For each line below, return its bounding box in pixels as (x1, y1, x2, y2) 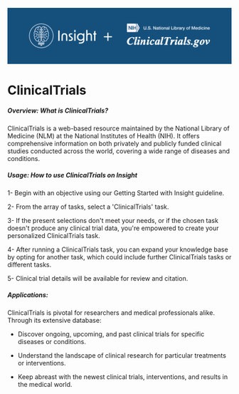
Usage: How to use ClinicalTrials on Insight (7, 170, 137, 179)
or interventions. (17, 359, 66, 368)
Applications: (7, 290, 48, 299)
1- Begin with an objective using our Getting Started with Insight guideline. (7, 189, 225, 197)
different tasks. (7, 261, 52, 269)
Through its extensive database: (7, 316, 102, 325)
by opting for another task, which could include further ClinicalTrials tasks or (7, 253, 232, 261)
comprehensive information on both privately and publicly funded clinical (7, 140, 222, 148)
